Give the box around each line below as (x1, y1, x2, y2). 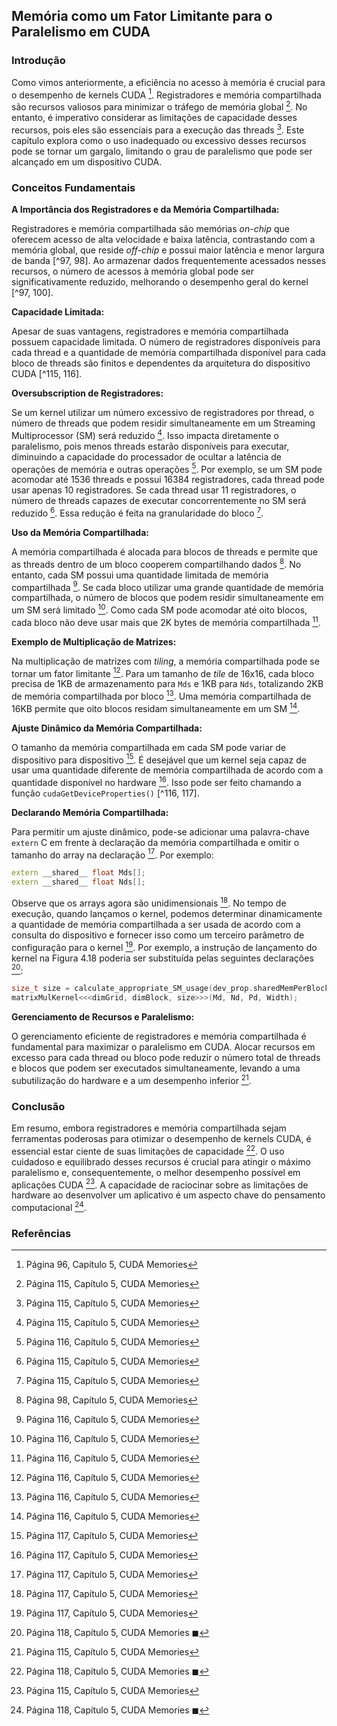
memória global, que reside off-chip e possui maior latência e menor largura (11, 244, 325, 256)
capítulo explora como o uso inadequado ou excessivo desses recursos (11, 134, 307, 146)
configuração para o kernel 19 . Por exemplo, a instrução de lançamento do (11, 939, 318, 953)
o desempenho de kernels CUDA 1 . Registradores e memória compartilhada (11, 87, 322, 101)
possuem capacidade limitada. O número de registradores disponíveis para (11, 335, 321, 348)
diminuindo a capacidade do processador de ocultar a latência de (11, 450, 282, 463)
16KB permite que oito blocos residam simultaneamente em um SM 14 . (11, 700, 301, 714)
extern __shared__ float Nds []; (11, 877, 146, 888)
